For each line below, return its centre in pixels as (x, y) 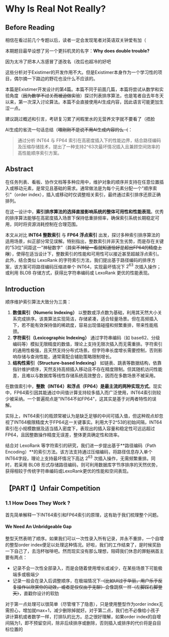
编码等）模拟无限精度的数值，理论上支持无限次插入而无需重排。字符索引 (87, 344)
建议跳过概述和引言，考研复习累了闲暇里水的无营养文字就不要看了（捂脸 (80, 119)
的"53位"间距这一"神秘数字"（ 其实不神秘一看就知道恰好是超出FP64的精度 (81, 247)
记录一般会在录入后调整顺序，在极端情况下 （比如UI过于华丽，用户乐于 (85, 581)
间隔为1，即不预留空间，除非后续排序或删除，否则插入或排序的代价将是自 (81, 623)
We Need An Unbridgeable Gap (38, 527)
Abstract (19, 169)
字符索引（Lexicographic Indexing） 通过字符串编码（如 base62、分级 (86, 338)
